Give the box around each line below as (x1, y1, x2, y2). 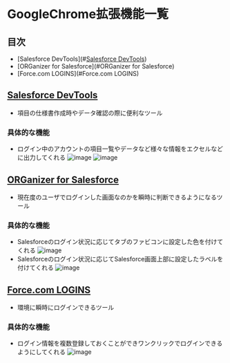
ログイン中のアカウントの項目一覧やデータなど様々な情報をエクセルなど (17, 145, 223, 153)
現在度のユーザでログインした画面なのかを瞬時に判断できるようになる (17, 193, 217, 201)
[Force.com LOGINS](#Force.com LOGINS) (17, 70, 140, 77)
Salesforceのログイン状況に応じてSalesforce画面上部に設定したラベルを (17, 255, 224, 263)
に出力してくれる (17, 153, 66, 162)
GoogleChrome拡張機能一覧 (7, 6, 169, 22)
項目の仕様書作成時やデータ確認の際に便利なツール (17, 109, 163, 117)
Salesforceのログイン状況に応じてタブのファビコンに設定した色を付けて (17, 238, 223, 246)
